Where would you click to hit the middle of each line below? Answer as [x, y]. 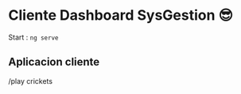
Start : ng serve [33, 37]
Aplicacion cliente [54, 62]
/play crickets [31, 81]
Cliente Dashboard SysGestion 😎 [120, 15]
